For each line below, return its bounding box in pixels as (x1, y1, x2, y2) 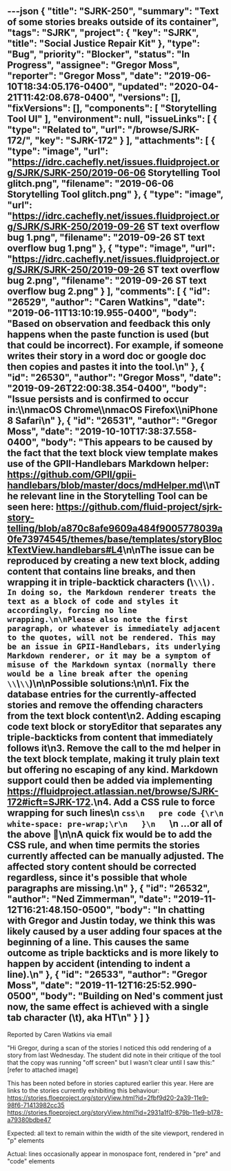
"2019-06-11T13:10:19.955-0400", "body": (7, 307, 197, 319)
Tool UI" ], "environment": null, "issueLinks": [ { (7, 113, 217, 125)
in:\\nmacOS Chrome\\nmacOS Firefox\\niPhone (7, 404, 219, 416)
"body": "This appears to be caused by (40, 437, 213, 448)
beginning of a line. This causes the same (7, 937, 190, 948)
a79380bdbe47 (7, 1115, 52, 1123)
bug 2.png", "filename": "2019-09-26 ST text (7, 275, 207, 287)
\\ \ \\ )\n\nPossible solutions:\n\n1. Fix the (7, 678, 190, 690)
